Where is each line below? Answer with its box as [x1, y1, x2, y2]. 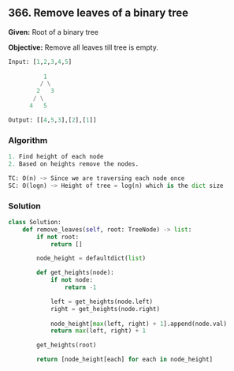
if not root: [36, 233, 80, 241]
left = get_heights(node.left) [50, 298, 154, 305]
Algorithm [8, 134, 48, 145]
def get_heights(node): [36, 268, 114, 277]
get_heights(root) [36, 341, 97, 350]
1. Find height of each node [8, 153, 104, 161]
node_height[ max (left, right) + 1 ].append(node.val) [50, 320, 227, 328]
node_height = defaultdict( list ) [36, 254, 147, 263]
